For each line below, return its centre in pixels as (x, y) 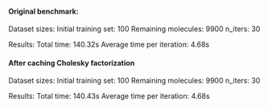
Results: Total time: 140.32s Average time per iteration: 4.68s (109, 45)
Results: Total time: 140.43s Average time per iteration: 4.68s (109, 96)
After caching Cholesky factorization (72, 63)
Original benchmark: (43, 11)
